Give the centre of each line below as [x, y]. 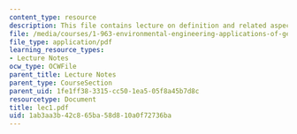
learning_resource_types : [57, 50]
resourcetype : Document [53, 99]
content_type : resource [53, 17]
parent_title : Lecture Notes [63, 75]
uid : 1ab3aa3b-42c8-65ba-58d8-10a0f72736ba [91, 115]
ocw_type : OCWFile [43, 67]
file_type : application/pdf [61, 42]
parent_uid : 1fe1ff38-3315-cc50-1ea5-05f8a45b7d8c [104, 91]
